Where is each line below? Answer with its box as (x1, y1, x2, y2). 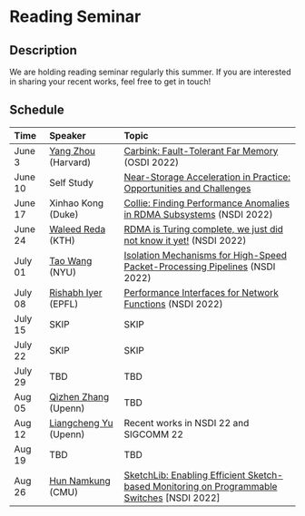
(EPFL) (49, 297, 79, 310)
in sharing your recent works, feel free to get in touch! (9, 76, 212, 87)
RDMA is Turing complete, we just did (123, 222, 284, 235)
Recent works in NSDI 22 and (123, 416, 250, 429)
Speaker (49, 129, 86, 141)
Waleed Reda (49, 222, 106, 235)
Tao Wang (49, 254, 93, 267)
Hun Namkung (49, 474, 111, 487)
